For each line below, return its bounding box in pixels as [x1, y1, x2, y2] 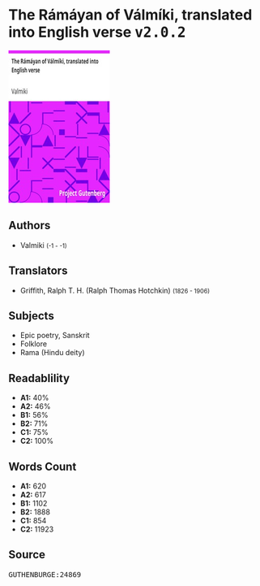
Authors [8, 219, 51, 232]
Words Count [8, 459, 77, 473]
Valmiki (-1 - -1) [19, 240, 67, 250]
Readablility [8, 371, 70, 385]
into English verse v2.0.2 [8, 23, 186, 41]
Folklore [19, 339, 47, 349]
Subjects [8, 309, 54, 323]
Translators [8, 264, 68, 278]
